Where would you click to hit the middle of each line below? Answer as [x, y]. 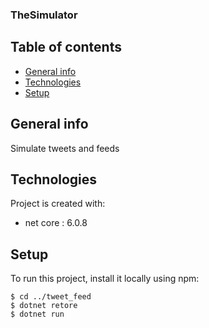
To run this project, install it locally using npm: [105, 279]
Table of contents [66, 47]
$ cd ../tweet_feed [51, 297]
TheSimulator [44, 15]
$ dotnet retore [44, 306]
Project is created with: [58, 204]
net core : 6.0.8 [56, 223]
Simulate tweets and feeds [65, 148]
